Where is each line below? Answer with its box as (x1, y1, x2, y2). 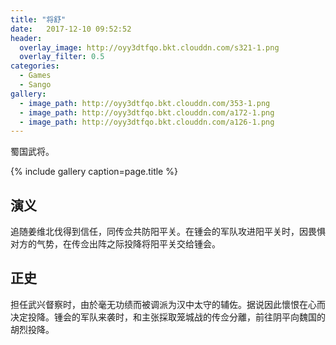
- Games (19, 71, 52, 81)
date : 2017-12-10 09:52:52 (10, 24, 132, 34)
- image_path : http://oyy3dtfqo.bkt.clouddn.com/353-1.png (19, 98, 271, 108)
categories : (10, 61, 60, 71)
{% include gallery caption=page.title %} (10, 166, 178, 178)
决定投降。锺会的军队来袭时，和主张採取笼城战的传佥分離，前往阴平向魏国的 (10, 311, 326, 323)
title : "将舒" (10, 14, 67, 25)
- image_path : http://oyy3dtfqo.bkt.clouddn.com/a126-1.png (19, 117, 275, 127)
